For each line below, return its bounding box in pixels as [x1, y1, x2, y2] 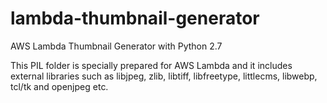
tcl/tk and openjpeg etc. [10, 80, 109, 92]
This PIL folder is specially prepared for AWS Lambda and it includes [10, 59, 293, 71]
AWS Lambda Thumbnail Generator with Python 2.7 [10, 40, 223, 52]
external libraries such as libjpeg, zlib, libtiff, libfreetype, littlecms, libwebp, [10, 70, 318, 82]
